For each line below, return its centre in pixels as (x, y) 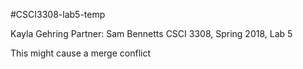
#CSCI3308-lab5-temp (58, 14)
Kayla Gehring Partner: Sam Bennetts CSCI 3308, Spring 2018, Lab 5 (151, 33)
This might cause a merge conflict (80, 53)
